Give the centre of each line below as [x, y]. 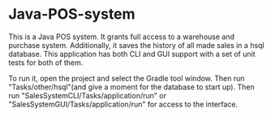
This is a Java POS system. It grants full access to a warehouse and [122, 37]
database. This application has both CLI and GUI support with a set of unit [132, 54]
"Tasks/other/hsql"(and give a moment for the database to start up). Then [131, 87]
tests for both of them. [46, 63]
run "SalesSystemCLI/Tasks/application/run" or [87, 95]
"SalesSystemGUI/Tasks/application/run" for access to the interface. [123, 104]
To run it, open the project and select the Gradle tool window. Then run [127, 78]
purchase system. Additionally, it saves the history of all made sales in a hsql [137, 45]
